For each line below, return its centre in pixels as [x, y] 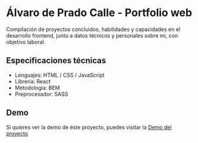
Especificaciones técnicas [56, 60]
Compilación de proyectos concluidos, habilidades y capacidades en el [93, 29]
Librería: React [33, 81]
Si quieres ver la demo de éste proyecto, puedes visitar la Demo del [89, 127]
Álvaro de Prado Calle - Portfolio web [99, 13]
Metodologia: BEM [37, 88]
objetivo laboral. [26, 42]
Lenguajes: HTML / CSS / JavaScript [60, 75]
